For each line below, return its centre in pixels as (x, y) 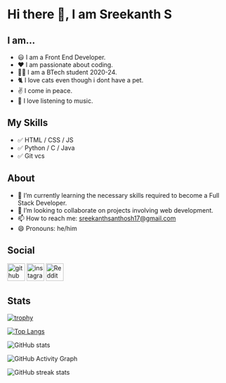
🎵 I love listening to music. (55, 101)
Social (21, 250)
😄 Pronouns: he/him (47, 228)
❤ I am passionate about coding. (65, 65)
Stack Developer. (42, 203)
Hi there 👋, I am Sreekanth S (90, 14)
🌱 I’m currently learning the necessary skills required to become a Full (118, 195)
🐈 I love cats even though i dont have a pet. (80, 80)
